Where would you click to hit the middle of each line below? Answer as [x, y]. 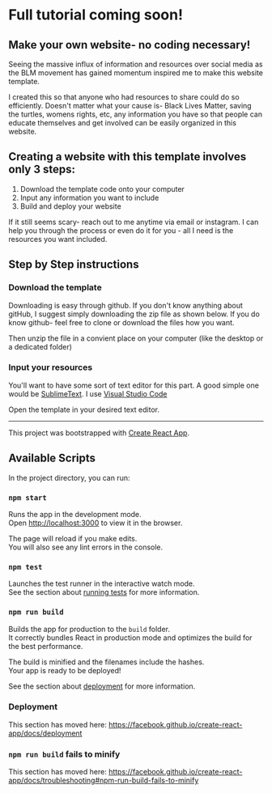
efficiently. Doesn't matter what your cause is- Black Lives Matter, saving [130, 106]
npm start [28, 498]
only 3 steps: [42, 170]
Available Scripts [52, 458]
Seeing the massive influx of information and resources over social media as [136, 64]
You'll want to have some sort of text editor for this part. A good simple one [134, 385]
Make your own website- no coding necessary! [130, 45]
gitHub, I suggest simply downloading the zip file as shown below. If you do [134, 314]
